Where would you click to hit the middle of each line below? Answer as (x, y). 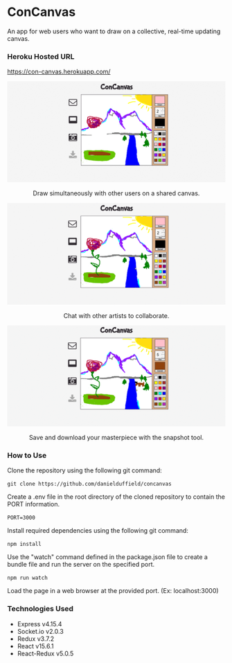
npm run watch (28, 578)
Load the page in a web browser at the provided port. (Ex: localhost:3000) (113, 591)
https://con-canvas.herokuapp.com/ (59, 72)
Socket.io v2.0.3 (40, 631)
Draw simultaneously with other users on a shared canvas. (116, 193)
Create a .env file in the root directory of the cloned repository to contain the (116, 497)
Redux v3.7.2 (35, 639)
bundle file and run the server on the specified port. (81, 565)
